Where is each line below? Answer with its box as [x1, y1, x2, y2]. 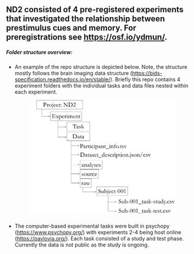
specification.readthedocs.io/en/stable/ [14, 76, 111, 83]
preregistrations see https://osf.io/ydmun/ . [6, 32, 168, 42]
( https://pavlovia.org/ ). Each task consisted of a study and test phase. [14, 235, 184, 242]
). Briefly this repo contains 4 [110, 76, 180, 83]
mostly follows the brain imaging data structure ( [14, 70, 132, 77]
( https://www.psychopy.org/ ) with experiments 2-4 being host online [14, 229, 182, 236]
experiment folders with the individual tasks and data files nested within [14, 82, 189, 89]
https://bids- [132, 70, 163, 77]
